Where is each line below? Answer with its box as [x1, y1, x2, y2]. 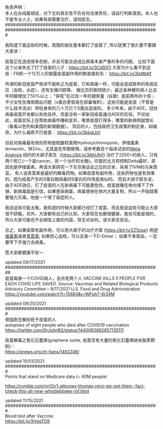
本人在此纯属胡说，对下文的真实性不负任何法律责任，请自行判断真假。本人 [5, 10, 154, 16]
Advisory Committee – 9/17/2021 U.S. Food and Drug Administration [5, 286, 141, 292]
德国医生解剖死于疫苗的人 [5, 317, 56, 322]
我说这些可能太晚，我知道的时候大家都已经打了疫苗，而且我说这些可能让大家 [5, 205, 158, 210]
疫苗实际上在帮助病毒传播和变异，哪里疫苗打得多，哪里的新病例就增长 [13, 117, 154, 123]
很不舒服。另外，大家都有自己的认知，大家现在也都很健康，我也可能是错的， [5, 211, 158, 216]
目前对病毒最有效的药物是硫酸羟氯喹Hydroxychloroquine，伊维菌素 [5, 140, 139, 146]
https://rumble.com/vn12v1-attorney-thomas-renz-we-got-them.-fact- [5, 383, 146, 389]
